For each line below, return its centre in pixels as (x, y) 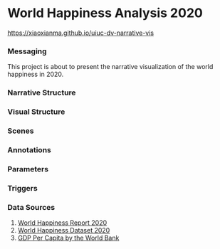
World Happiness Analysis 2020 (105, 13)
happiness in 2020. (36, 74)
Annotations (29, 149)
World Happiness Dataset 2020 (64, 231)
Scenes (21, 131)
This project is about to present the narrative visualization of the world (110, 67)
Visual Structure (36, 112)
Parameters (28, 169)
